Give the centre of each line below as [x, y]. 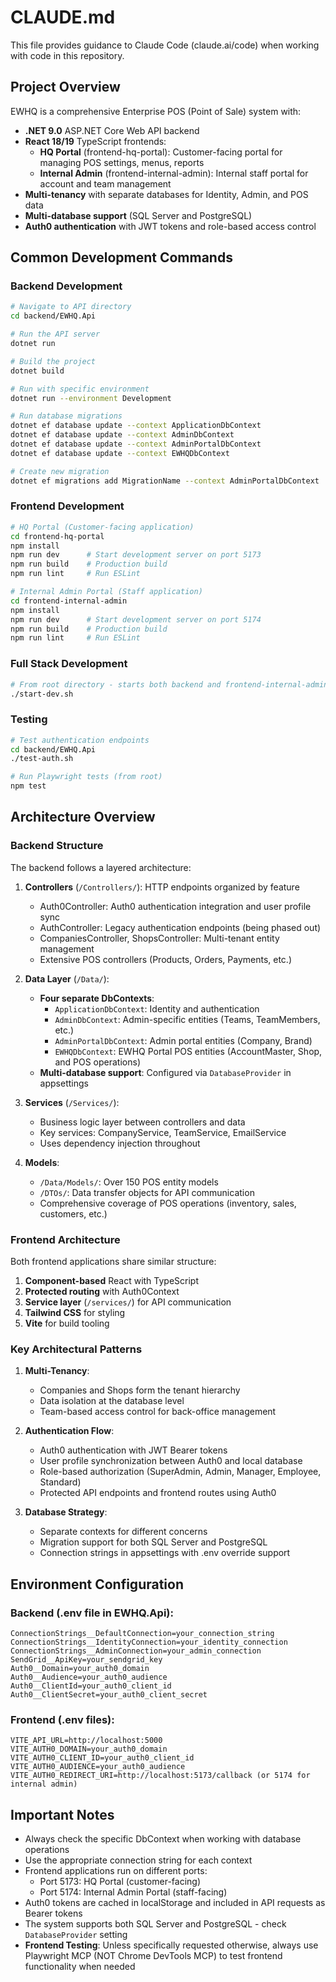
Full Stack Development [69, 664]
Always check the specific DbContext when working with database [163, 1839]
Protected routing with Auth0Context [102, 1292]
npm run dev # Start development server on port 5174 [136, 619]
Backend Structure [57, 846]
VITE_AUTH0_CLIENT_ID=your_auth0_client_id [102, 1758]
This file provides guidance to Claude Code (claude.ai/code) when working [165, 45]
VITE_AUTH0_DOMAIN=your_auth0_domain [89, 1749]
